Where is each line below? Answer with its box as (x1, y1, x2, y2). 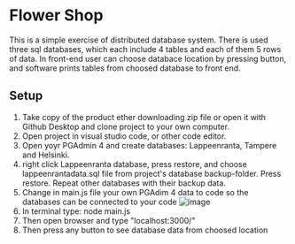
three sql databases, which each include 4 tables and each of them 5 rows (9, 43, 282, 54)
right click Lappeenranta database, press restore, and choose (21, 158, 248, 169)
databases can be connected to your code (21, 196, 177, 207)
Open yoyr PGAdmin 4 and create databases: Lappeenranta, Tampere (21, 140, 277, 150)
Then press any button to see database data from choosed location (21, 225, 268, 235)
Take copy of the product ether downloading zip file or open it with (21, 111, 267, 122)
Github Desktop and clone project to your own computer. (21, 121, 230, 132)
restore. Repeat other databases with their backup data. (21, 178, 226, 188)
